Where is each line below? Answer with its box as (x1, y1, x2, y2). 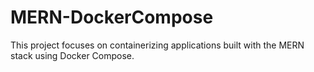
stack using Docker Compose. (10, 49, 135, 61)
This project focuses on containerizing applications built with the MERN (10, 39, 305, 51)
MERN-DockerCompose (10, 6, 214, 29)
